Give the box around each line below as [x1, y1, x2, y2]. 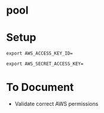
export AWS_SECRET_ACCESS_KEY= [6, 61, 84, 67]
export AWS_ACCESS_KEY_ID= [6, 51, 73, 56]
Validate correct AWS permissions [14, 101, 99, 108]
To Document [6, 81, 74, 94]
